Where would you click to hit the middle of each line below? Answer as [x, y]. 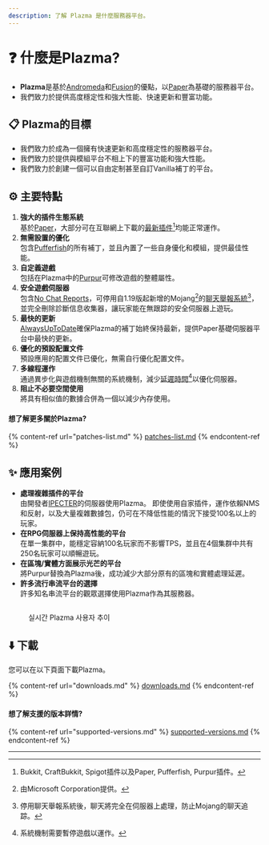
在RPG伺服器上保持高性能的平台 [73, 533]
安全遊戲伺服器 [44, 287]
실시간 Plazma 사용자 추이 [69, 617]
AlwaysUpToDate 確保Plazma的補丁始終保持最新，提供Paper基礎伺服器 [137, 328]
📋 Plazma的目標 [50, 124]
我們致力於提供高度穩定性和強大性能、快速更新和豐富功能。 [118, 96]
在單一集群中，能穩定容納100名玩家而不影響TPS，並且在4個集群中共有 [137, 544]
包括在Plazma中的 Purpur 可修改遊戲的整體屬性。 [99, 277]
